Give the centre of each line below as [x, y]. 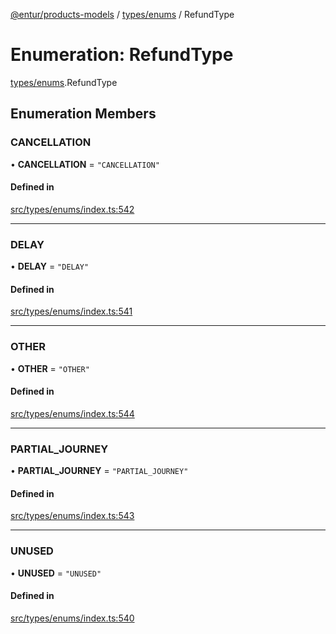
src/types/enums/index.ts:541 [71, 311]
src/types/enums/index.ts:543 [72, 516]
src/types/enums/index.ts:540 [72, 618]
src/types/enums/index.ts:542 [72, 209]
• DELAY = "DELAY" [50, 266]
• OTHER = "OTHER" [50, 368]
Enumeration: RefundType [122, 55]
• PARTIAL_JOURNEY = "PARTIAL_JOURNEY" [99, 471]
